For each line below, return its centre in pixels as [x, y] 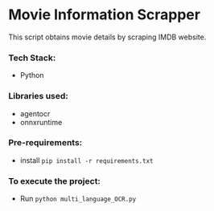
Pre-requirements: [45, 143]
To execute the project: [54, 181]
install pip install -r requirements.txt [86, 160]
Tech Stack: [32, 58]
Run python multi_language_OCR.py [78, 199]
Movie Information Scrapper [105, 15]
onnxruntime [41, 122]
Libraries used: [38, 96]
